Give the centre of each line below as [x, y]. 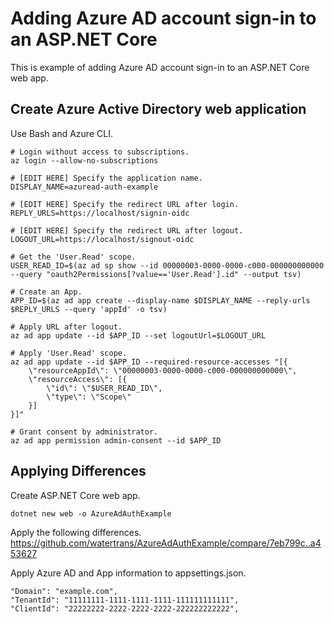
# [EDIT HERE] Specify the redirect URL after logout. [127, 230]
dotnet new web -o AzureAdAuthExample [91, 513]
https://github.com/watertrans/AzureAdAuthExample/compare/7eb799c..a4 [166, 543]
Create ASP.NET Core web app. [75, 495]
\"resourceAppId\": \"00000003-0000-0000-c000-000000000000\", [163, 370]
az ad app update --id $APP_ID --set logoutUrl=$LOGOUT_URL [138, 335]
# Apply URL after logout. [66, 327]
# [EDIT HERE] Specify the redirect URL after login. [125, 204]
